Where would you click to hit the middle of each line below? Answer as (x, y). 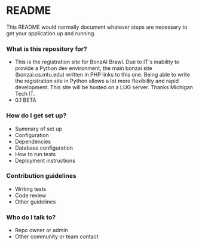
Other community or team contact (56, 236)
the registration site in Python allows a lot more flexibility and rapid (97, 81)
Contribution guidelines (41, 176)
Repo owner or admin (41, 230)
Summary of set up (39, 129)
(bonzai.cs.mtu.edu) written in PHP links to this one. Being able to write (102, 75)
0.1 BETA (25, 100)
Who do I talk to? (31, 217)
